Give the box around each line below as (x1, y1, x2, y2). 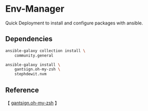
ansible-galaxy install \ (5, 62, 60, 67)
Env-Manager (5, 3, 65, 15)
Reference (5, 86, 39, 94)
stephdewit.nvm (14, 72, 47, 77)
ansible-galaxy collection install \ (5, 48, 86, 53)
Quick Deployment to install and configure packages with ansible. (5, 20, 143, 26)
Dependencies (5, 35, 53, 43)
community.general (14, 53, 54, 58)
